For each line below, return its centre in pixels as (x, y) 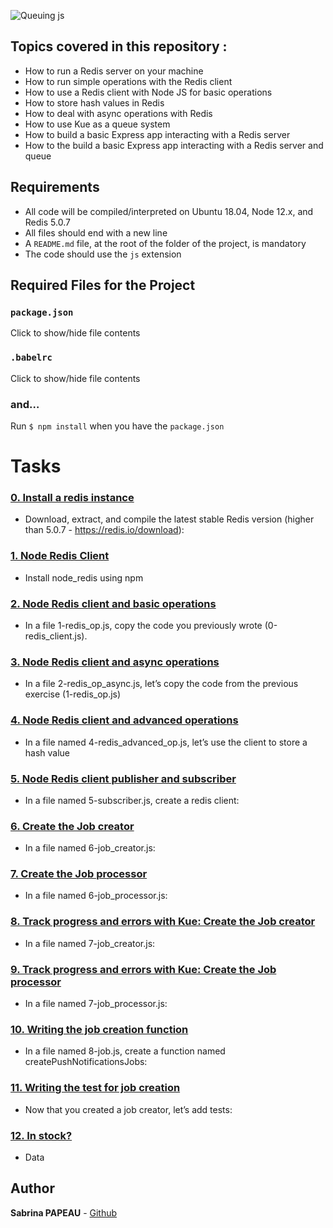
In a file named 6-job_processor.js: (96, 896)
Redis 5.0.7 (47, 222)
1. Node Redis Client (60, 556)
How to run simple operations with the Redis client (128, 81)
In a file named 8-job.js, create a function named (125, 1051)
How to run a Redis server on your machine (114, 71)
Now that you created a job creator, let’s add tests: (128, 1109)
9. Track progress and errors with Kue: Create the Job (143, 969)
